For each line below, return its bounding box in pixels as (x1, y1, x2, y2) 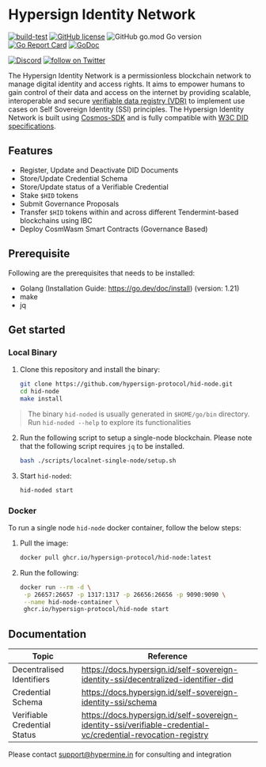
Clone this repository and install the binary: (19, 365, 161, 374)
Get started (8, 323, 66, 336)
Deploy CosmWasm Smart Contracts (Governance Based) (19, 224, 208, 234)
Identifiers (12, 674, 50, 685)
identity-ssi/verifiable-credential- (81, 720, 210, 731)
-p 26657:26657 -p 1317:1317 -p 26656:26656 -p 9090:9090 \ (23, 590, 226, 598)
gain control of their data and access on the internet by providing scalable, (8, 87, 252, 97)
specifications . (8, 121, 57, 131)
